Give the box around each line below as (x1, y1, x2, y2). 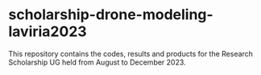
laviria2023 (8, 22, 87, 41)
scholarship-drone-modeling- (8, 6, 213, 24)
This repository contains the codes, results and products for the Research (8, 49, 254, 58)
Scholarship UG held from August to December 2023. (8, 57, 187, 67)
